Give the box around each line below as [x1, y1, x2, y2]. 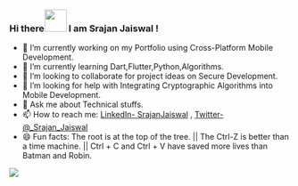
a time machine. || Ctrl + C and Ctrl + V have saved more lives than [21, 141, 269, 151]
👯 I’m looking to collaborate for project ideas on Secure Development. [21, 71, 278, 82]
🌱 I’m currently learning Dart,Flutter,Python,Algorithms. [21, 61, 225, 72]
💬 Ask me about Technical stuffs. [21, 99, 145, 110]
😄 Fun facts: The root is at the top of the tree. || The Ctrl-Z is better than [21, 132, 290, 142]
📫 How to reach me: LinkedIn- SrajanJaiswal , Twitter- [21, 109, 224, 120]
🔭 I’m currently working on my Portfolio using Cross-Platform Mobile [21, 43, 274, 53]
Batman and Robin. [21, 150, 92, 161]
